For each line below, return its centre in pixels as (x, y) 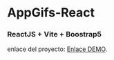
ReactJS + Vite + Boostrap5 (55, 34)
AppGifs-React (51, 13)
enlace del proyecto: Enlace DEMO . (57, 49)
